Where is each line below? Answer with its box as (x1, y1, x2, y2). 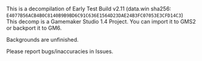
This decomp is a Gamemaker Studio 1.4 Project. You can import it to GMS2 (6, 18, 197, 25)
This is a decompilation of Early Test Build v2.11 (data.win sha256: (6, 5, 171, 12)
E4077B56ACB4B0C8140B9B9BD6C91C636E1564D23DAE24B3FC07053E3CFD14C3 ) (6, 11, 184, 19)
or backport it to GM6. (6, 24, 62, 31)
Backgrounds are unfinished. (6, 36, 79, 43)
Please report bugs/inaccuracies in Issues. (6, 48, 114, 55)
